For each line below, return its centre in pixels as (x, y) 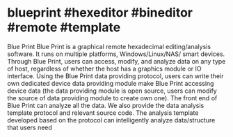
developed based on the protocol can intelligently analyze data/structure (111, 120)
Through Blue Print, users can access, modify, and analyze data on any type (116, 61)
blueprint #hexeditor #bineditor (100, 13)
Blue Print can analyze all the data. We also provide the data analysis (106, 105)
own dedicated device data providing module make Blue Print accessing (111, 83)
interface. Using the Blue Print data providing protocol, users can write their (115, 76)
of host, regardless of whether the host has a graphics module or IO (104, 68)
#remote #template (64, 27)
